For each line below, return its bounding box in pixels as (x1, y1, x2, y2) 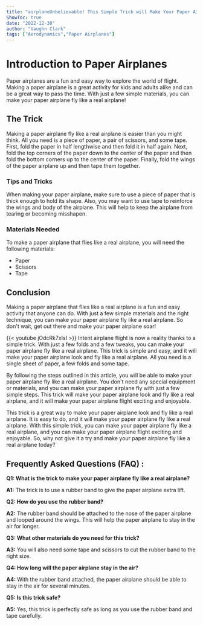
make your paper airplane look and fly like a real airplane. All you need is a (6, 354, 192, 361)
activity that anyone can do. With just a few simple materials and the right (6, 310, 189, 317)
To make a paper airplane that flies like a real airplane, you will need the (6, 239, 185, 246)
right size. (6, 553, 31, 560)
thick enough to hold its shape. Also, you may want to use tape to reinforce (6, 197, 193, 205)
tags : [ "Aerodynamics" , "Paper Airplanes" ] (6, 31, 115, 37)
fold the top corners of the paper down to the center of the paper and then (6, 149, 192, 156)
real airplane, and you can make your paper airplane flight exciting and (6, 428, 182, 435)
